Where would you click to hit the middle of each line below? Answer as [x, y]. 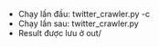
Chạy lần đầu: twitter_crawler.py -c [84, 14]
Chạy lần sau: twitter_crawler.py [78, 23]
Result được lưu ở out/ [60, 33]
